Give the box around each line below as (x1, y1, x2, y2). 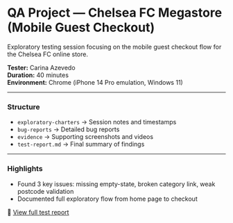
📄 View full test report (7, 208, 69, 216)
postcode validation (17, 187, 74, 195)
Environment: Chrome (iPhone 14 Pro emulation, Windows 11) (7, 78, 184, 86)
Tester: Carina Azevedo (7, 63, 76, 72)
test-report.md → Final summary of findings (17, 140, 145, 149)
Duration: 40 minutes (7, 71, 69, 79)
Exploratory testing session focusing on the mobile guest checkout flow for (7, 42, 222, 51)
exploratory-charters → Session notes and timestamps (17, 118, 177, 126)
